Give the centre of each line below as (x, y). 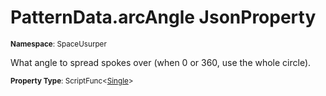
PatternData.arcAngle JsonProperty (163, 17)
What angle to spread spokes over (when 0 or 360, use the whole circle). (161, 62)
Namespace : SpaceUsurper (58, 44)
